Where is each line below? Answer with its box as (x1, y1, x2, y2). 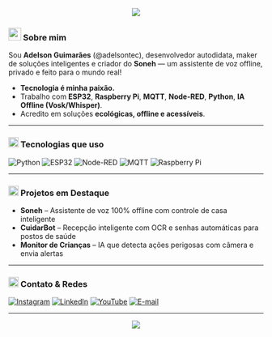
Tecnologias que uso (19, 139, 104, 150)
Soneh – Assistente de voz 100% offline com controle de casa (19, 205, 228, 215)
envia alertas (19, 248, 63, 258)
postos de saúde (19, 231, 77, 241)
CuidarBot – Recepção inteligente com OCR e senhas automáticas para (19, 223, 259, 232)
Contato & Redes (19, 278, 87, 289)
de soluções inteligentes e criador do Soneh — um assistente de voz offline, (8, 59, 263, 69)
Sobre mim (23, 32, 67, 43)
